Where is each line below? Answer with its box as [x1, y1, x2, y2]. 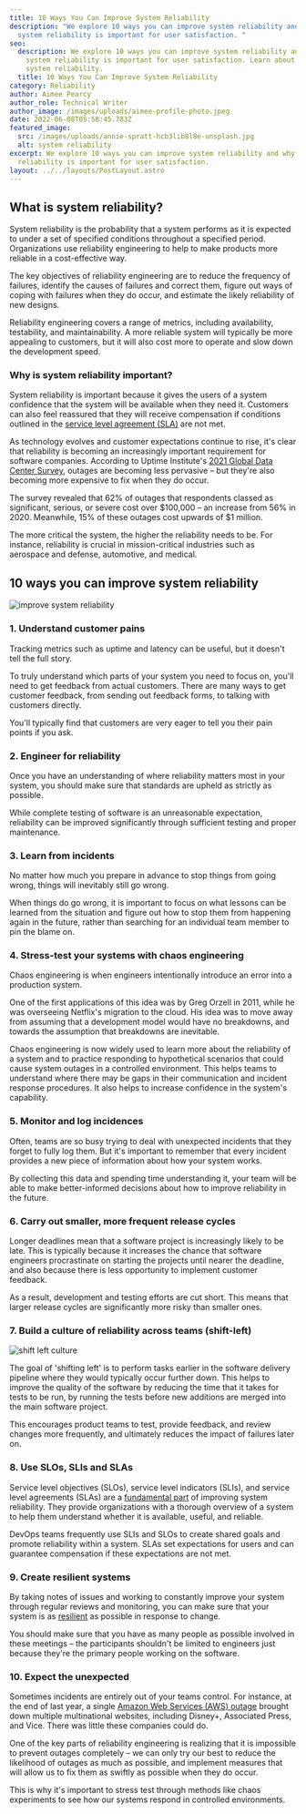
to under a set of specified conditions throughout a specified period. [9, 233, 266, 244]
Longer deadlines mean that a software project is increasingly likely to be [9, 1235, 284, 1246]
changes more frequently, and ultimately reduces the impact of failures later [9, 1429, 294, 1440]
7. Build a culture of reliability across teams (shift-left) [9, 1325, 252, 1337]
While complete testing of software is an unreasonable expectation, [9, 807, 263, 818]
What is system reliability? [9, 200, 164, 215]
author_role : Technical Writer [9, 97, 128, 108]
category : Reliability [9, 81, 96, 90]
